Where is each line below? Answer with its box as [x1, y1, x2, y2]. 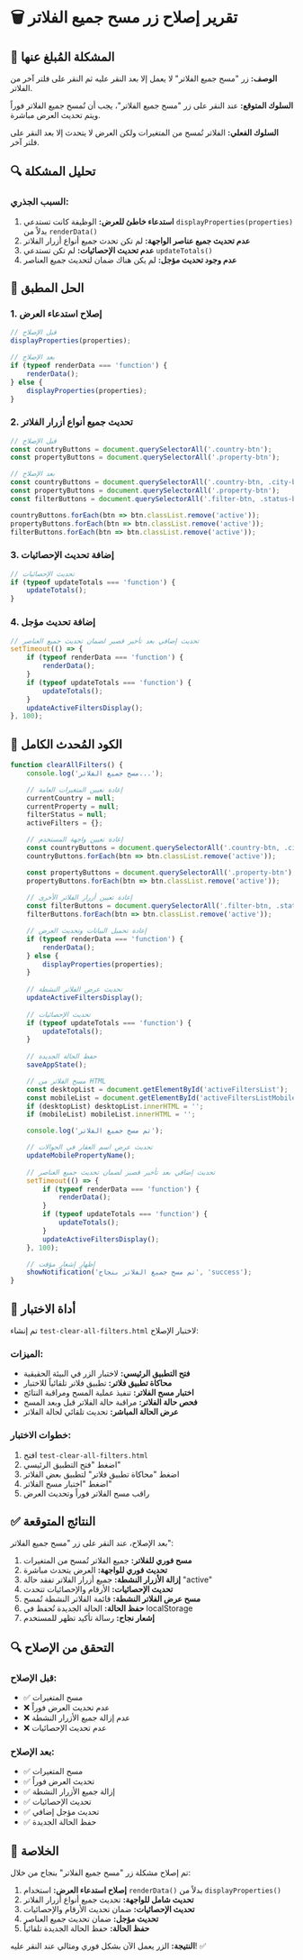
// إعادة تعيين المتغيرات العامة [26, 785, 123, 794]
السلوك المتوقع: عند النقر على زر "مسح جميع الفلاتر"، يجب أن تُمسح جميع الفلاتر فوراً [10, 100, 294, 111]
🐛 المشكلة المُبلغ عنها [10, 49, 115, 64]
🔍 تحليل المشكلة [10, 164, 96, 179]
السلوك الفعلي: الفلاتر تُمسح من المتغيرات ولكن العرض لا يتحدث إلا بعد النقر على [10, 127, 280, 138]
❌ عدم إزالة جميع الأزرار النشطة [22, 1712, 131, 1723]
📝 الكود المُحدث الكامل [10, 737, 122, 752]
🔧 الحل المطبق [10, 280, 85, 296]
